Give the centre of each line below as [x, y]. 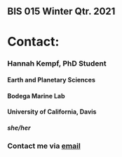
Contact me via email [44, 146]
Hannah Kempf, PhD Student [57, 63]
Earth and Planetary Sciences [52, 80]
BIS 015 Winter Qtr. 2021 [61, 12]
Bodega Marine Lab [36, 96]
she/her [19, 128]
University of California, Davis [52, 112]
